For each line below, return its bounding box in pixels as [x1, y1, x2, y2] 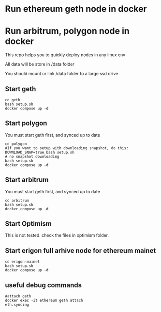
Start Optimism [5, 219, 52, 228]
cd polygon [5, 141, 27, 146]
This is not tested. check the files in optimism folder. [5, 233, 109, 238]
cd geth [5, 97, 21, 102]
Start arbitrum [5, 176, 49, 184]
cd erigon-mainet [5, 259, 40, 265]
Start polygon [5, 119, 47, 127]
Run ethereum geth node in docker [5, 3, 147, 15]
